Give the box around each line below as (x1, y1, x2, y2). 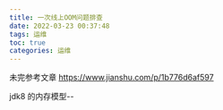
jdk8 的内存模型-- (9, 91, 74, 102)
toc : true (9, 38, 47, 47)
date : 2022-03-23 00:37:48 (9, 21, 110, 30)
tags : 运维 (9, 30, 47, 38)
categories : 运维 (9, 47, 72, 55)
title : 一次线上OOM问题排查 (9, 13, 103, 22)
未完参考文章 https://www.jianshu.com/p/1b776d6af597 (9, 72, 214, 83)
